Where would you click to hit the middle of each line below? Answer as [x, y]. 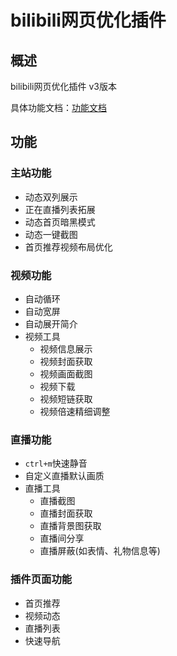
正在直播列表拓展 [60, 209]
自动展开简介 [51, 323]
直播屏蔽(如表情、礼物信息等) [100, 551]
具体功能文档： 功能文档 [58, 107]
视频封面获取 [66, 361]
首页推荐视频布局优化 [68, 247]
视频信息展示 [66, 348]
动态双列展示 [51, 197]
